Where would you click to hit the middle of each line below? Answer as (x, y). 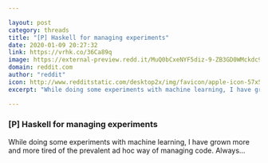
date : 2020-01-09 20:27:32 (53, 45)
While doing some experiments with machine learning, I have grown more (129, 141)
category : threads (39, 30)
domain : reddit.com (41, 68)
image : (19, 60)
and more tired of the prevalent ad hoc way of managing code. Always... (127, 150)
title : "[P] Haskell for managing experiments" (89, 38)
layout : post (30, 22)
